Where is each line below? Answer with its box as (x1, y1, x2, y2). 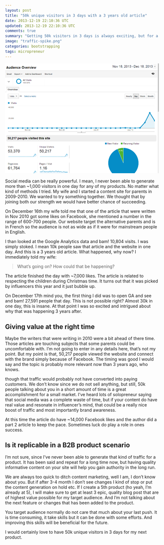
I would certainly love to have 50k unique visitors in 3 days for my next (5, 529, 147, 535)
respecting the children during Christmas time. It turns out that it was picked (5, 278, 159, 284)
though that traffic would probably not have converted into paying (5, 376, 138, 382)
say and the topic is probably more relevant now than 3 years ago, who (5, 361, 148, 367)
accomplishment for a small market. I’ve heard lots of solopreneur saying (5, 391, 152, 397)
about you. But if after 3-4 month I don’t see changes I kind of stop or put (5, 479, 153, 485)
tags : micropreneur (5, 49, 45, 54)
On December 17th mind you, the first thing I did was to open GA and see (5, 293, 152, 299)
